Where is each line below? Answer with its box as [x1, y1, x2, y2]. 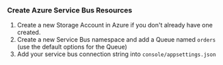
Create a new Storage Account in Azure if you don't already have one [16, 21, 213, 29]
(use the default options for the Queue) [16, 43, 128, 51]
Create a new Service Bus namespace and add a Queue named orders [16, 36, 216, 44]
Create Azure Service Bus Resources [7, 5, 133, 15]
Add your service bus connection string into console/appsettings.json [16, 50, 217, 58]
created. [16, 28, 41, 36]
